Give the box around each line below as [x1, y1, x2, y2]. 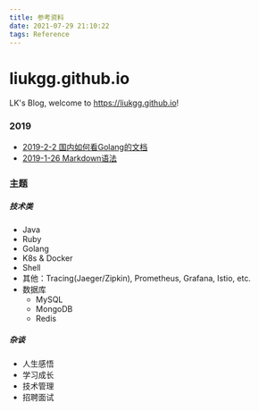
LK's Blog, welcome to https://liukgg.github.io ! [9, 97, 180, 108]
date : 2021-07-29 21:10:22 [9, 21, 110, 30]
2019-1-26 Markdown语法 [21, 153, 118, 164]
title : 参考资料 [9, 13, 64, 22]
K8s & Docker [21, 252, 73, 264]
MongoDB [35, 303, 73, 314]
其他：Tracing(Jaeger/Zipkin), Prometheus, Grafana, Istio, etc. [21, 273, 252, 283]
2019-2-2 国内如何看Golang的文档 [21, 141, 148, 152]
